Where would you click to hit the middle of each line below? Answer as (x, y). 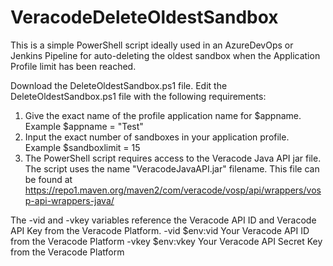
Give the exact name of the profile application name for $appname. (163, 115)
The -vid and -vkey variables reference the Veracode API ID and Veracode (163, 220)
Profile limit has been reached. (73, 66)
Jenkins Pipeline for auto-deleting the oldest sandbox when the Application (165, 55)
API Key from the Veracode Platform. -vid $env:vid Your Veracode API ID (160, 230)
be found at (48, 179)
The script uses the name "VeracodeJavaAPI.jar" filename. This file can (172, 168)
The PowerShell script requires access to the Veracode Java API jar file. (173, 158)
